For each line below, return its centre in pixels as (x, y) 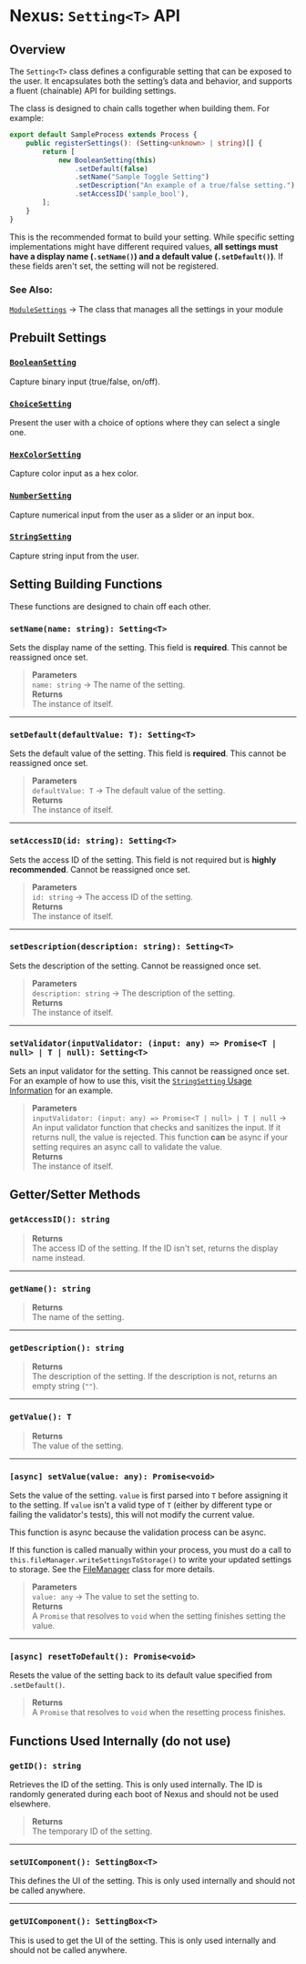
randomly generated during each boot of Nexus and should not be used (144, 1794)
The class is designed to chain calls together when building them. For (140, 108)
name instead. (58, 1257)
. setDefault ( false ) (111, 169)
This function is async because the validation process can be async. (138, 1532)
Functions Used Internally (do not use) (120, 1741)
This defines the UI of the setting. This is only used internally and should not (153, 1881)
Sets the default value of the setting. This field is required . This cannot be (148, 753)
